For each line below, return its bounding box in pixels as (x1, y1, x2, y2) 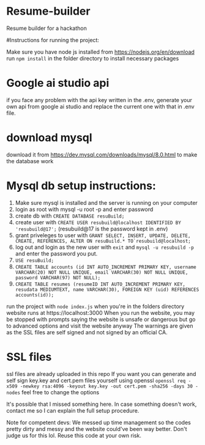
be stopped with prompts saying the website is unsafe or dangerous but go (6, 315, 196, 323)
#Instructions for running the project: (6, 36, 100, 43)
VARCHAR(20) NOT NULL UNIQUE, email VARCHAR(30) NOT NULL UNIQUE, (15, 269, 188, 276)
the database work (6, 157, 54, 164)
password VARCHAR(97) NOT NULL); (15, 274, 101, 281)
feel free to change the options (21, 388, 100, 395)
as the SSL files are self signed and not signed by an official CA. (6, 328, 168, 336)
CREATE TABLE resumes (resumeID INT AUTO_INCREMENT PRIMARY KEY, (15, 281, 185, 287)
